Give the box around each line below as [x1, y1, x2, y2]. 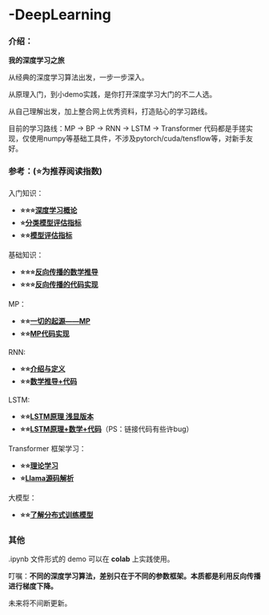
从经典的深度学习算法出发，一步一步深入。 [8, 72, 149, 82]
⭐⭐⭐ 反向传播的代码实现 [19, 279, 98, 289]
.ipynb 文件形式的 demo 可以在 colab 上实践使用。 [8, 554, 175, 564]
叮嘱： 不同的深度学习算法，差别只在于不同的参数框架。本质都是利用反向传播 [8, 572, 261, 581]
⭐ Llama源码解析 [19, 473, 74, 483]
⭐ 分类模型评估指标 [19, 218, 82, 227]
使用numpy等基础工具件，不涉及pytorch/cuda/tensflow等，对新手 [29, 134, 247, 144]
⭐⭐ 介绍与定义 [19, 364, 66, 373]
